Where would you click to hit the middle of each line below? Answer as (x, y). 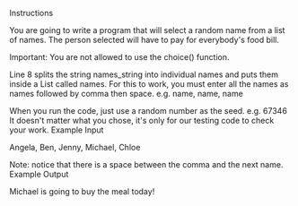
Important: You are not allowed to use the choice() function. (119, 57)
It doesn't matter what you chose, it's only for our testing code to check (142, 120)
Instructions (31, 13)
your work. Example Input (57, 130)
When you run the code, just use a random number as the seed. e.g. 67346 (148, 111)
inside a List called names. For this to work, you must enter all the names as (149, 84)
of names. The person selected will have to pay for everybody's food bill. (145, 40)
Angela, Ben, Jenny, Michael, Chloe (75, 147)
